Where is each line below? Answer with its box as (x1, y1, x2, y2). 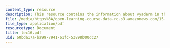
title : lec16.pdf (5, 30, 42, 35)
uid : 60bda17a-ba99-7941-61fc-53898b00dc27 (5, 35, 99, 40)
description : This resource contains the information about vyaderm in (5, 12, 159, 17)
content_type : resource (5, 7, 56, 12)
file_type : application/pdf (5, 21, 65, 26)
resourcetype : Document (5, 26, 56, 31)
